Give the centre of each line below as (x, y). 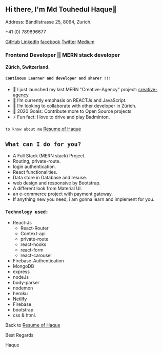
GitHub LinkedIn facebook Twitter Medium (50, 41)
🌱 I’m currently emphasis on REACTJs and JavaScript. (70, 100)
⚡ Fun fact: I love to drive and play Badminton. (61, 117)
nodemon (23, 288)
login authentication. (34, 167)
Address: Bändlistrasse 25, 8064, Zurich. (48, 22)
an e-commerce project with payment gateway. (63, 194)
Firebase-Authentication (38, 261)
